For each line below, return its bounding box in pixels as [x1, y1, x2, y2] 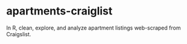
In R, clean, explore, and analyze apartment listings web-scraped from [6, 24, 181, 31]
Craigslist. [6, 30, 31, 37]
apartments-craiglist [6, 4, 113, 18]
